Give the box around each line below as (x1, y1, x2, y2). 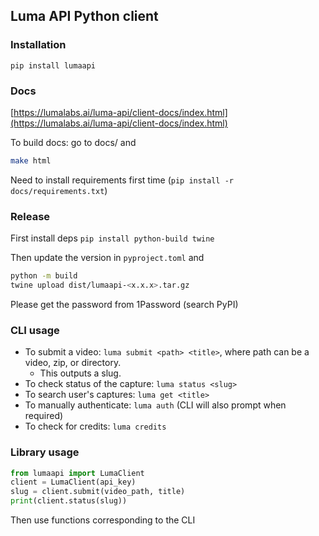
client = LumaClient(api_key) (10, 477, 137, 488)
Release (10, 209, 51, 223)
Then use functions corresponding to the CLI (10, 514, 196, 526)
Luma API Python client (10, 8, 159, 25)
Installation (10, 38, 67, 52)
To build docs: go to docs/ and (10, 136, 137, 148)
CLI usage (10, 323, 60, 337)
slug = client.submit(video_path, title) (10, 487, 186, 497)
